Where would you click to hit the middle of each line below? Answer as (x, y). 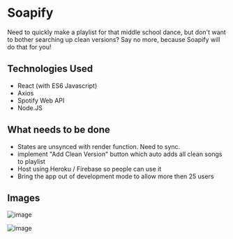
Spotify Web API (41, 100)
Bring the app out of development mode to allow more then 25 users (115, 176)
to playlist (31, 161)
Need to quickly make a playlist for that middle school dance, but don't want (116, 32)
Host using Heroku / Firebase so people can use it (89, 169)
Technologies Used (50, 69)
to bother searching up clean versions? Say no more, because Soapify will (114, 39)
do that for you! (29, 47)
